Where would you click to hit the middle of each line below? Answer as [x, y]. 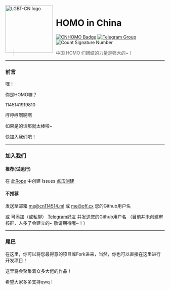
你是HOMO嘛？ [21, 95]
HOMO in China [89, 23]
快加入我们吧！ [21, 137]
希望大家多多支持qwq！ [30, 282]
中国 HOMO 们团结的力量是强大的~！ [94, 53]
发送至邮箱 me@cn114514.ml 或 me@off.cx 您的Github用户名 [68, 206]
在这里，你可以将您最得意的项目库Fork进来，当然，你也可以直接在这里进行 [83, 254]
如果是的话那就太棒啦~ [29, 126]
